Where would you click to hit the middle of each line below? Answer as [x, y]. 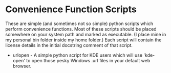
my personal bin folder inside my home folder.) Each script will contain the [83, 40]
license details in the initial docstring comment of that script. [69, 45]
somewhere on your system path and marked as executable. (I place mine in [86, 34]
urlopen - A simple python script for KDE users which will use [77, 55]
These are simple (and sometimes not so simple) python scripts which [79, 23]
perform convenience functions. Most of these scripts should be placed [81, 29]
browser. [22, 66]
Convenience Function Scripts [71, 9]
